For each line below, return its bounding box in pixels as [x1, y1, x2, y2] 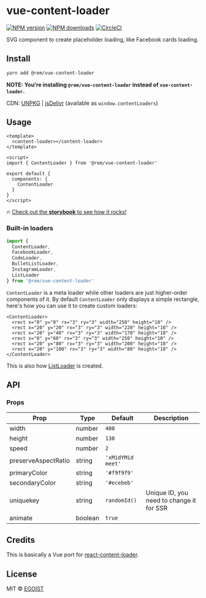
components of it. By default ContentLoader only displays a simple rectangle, [6, 295, 199, 303]
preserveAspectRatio [9, 456, 71, 465]
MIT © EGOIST [6, 585, 44, 592]
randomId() [105, 497, 137, 504]
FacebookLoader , [12, 249, 53, 255]
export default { [6, 171, 51, 177]
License [6, 569, 37, 579]
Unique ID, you [145, 488, 189, 497]
